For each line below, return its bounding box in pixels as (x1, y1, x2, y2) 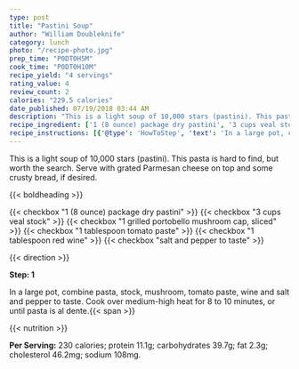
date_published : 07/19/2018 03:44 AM (9, 104, 149, 113)
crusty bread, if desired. (9, 172, 98, 182)
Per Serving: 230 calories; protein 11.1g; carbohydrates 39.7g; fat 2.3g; (9, 340, 269, 350)
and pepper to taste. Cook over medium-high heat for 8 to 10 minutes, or (9, 295, 276, 307)
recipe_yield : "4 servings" (9, 71, 114, 80)
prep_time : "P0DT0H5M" (9, 54, 93, 63)
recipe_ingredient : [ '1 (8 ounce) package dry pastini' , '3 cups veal (9, 121, 277, 130)
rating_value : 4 (9, 79, 69, 88)
